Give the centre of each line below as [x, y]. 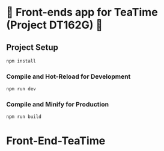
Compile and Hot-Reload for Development [68, 76]
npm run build [24, 117]
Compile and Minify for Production [58, 104]
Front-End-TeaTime [56, 141]
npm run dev [21, 89]
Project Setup [32, 47]
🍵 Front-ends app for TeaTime [82, 12]
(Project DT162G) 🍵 [55, 25]
